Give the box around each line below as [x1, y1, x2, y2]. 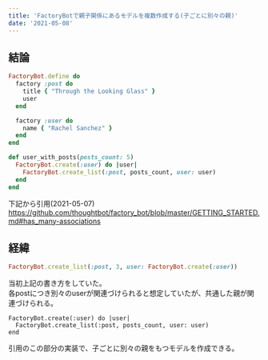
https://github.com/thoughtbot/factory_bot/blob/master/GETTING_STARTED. [8, 207, 260, 217]
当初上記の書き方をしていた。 [8, 278, 106, 288]
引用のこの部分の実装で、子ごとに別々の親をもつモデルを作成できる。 [8, 343, 239, 353]
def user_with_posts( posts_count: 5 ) [8, 154, 134, 162]
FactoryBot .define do [8, 73, 81, 81]
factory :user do [15, 117, 74, 125]
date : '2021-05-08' [8, 19, 74, 27]
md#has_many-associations [8, 216, 102, 226]
